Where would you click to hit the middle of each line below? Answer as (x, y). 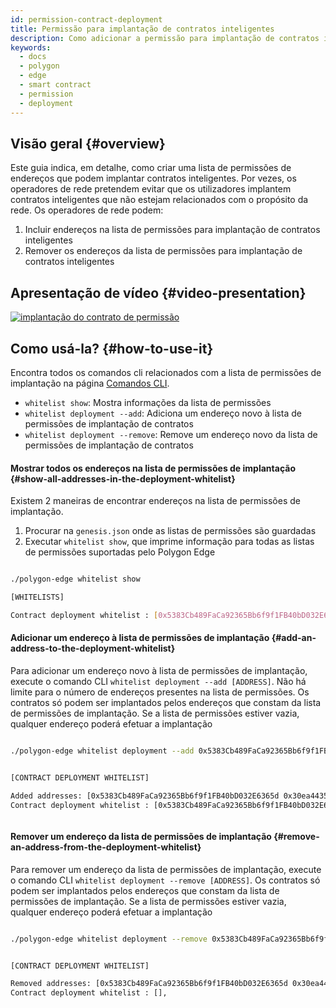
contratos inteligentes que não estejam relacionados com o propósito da (159, 200)
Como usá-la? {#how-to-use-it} (112, 348)
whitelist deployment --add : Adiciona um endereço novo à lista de (163, 413)
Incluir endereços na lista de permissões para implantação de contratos (172, 230)
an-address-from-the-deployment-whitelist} (106, 847)
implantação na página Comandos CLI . (90, 383)
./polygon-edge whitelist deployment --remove (109, 939)
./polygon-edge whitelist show (75, 579)
